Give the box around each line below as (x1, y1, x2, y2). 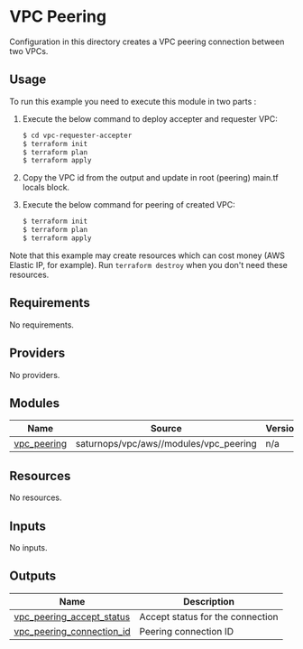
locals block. (22, 182, 70, 193)
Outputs (9, 569, 57, 584)
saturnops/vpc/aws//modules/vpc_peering (75, 438, 257, 450)
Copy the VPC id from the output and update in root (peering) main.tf (22, 172, 279, 183)
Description (183, 595, 234, 607)
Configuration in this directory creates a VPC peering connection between (9, 36, 285, 47)
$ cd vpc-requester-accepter (22, 131, 133, 140)
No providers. (9, 369, 60, 380)
